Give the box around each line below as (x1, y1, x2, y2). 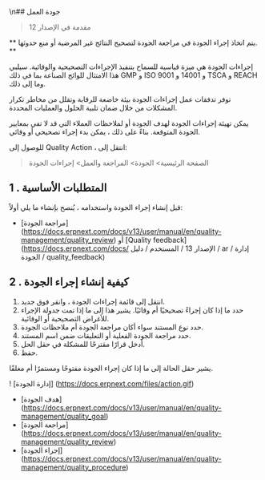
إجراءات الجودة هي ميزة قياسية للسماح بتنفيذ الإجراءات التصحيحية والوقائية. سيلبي (9, 62, 254, 71)
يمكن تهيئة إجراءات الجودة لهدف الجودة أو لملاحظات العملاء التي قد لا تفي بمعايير (9, 119, 249, 127)
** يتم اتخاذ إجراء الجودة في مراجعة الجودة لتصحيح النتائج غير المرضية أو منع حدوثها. (9, 38, 258, 47)
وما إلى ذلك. (9, 79, 46, 88)
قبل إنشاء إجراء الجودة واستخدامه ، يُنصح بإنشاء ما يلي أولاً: (9, 202, 183, 212)
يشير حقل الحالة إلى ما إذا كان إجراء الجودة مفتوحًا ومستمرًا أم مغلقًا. (9, 363, 214, 373)
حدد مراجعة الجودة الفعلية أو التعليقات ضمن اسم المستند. (20, 330, 191, 340)
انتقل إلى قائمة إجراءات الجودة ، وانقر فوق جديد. (20, 296, 166, 306)
